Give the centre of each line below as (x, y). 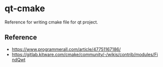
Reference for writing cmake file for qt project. (52, 22)
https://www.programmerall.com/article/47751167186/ (66, 49)
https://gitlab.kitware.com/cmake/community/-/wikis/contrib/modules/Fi (85, 54)
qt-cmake (25, 9)
